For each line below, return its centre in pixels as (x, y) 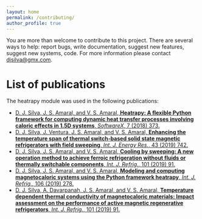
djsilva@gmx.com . (30, 60)
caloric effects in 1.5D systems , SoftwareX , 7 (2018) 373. (87, 126)
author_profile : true (34, 23)
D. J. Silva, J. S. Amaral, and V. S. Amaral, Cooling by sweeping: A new (104, 152)
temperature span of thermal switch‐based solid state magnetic (98, 139)
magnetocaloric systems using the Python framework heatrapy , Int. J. (105, 177)
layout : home (23, 12)
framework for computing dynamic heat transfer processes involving (104, 120)
